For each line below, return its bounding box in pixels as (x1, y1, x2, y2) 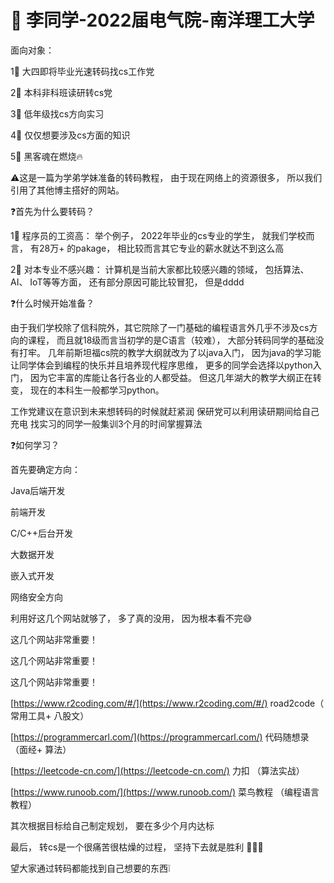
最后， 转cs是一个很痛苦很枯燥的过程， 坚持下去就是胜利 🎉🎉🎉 (10, 841, 264, 853)
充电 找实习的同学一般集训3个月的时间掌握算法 (10, 417, 203, 430)
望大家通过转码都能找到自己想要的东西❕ (10, 862, 171, 874)
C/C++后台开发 (10, 527, 74, 539)
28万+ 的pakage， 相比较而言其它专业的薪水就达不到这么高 (38, 242, 285, 254)
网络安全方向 (10, 591, 63, 603)
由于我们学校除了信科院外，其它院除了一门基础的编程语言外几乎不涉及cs (10, 321, 310, 333)
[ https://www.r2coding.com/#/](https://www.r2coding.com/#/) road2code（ (10, 697, 325, 709)
